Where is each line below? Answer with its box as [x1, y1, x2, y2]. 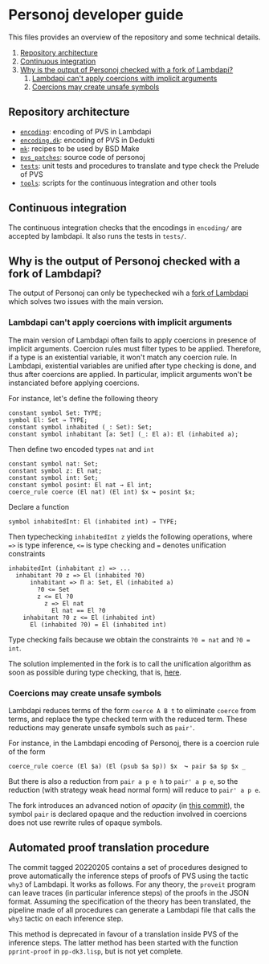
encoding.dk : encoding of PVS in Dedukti [19, 135, 155, 145]
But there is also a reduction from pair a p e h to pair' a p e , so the [8, 776, 238, 786]
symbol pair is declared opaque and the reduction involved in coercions [8, 809, 247, 818]
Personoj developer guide [8, 6, 184, 24]
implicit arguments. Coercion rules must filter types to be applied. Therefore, [8, 343, 262, 353]
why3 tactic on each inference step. [8, 913, 124, 923]
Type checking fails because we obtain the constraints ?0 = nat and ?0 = [8, 634, 251, 644]
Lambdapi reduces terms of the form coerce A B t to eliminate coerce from [8, 705, 257, 715]
